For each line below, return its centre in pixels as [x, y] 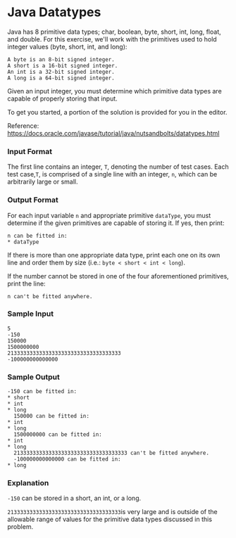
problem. [20, 527]
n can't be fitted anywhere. [50, 296]
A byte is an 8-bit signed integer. [61, 59]
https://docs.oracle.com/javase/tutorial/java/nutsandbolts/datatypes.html [113, 133]
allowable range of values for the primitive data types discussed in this [110, 519]
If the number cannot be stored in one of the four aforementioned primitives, [118, 276]
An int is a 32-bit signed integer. [61, 72]
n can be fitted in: [38, 236]
